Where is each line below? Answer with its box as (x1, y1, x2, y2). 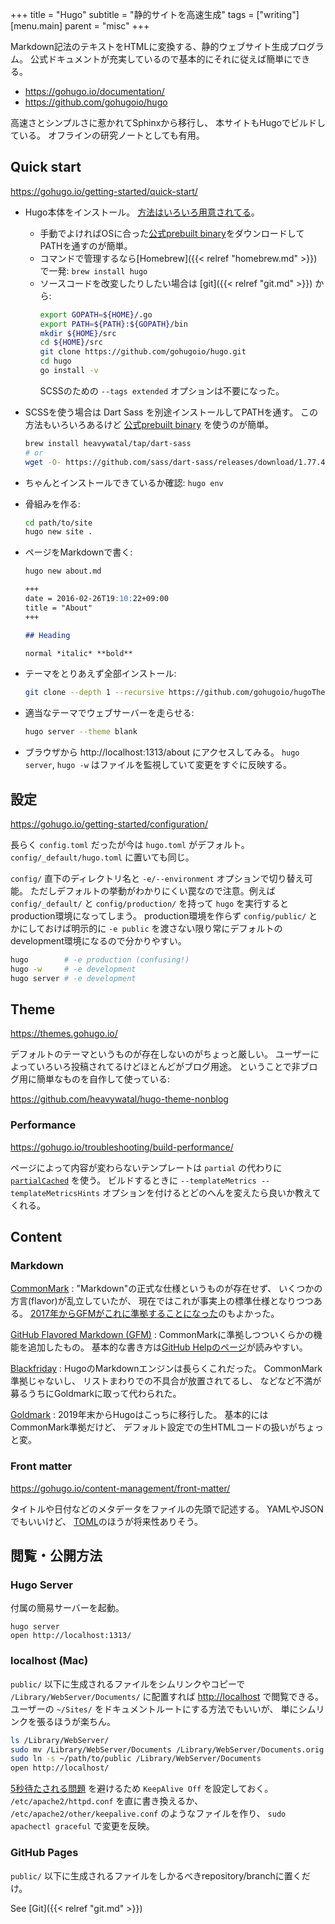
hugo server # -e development (10, 973, 137, 983)
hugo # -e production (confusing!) (10, 955, 190, 965)
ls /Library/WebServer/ (10, 1735, 110, 1745)
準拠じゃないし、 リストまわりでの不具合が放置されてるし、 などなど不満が (10, 1375, 322, 1387)
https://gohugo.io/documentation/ (24, 86, 165, 97)
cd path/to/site (24, 518, 93, 528)
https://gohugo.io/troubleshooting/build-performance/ (10, 1141, 234, 1153)
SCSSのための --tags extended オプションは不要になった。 (39, 384, 285, 397)
